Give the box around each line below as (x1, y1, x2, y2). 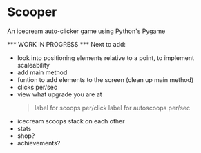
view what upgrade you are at (17, 90, 102, 99)
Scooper (7, 4, 57, 20)
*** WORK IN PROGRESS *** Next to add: (7, 40, 126, 48)
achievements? (17, 139, 61, 147)
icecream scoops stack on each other (17, 116, 126, 125)
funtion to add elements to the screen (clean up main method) (17, 75, 194, 83)
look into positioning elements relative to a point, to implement (17, 53, 195, 62)
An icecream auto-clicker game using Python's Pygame (7, 27, 166, 35)
